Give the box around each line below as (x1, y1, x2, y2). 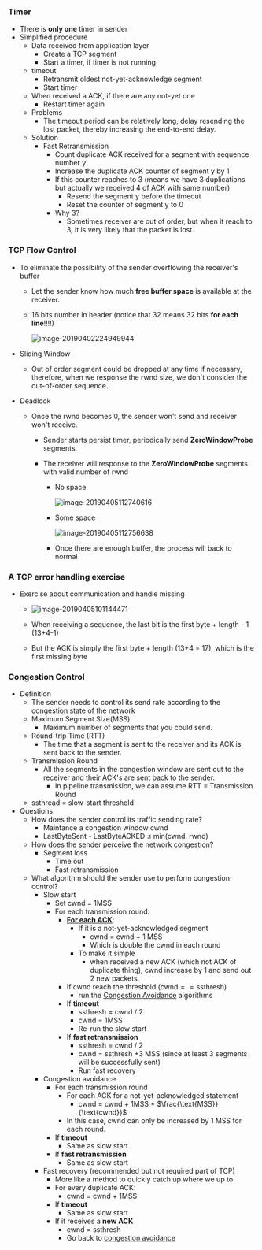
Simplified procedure (19, 32, 88, 42)
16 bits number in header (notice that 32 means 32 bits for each (31, 310, 238, 319)
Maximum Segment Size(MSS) (31, 714, 131, 724)
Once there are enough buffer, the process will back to (54, 543, 232, 553)
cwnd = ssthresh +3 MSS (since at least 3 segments (78, 1049, 248, 1059)
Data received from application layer (31, 41, 149, 50)
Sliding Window (19, 349, 71, 358)
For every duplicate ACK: (54, 1183, 136, 1193)
